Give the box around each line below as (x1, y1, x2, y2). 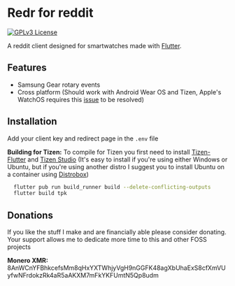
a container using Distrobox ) (7, 170, 90, 178)
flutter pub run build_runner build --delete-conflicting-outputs (13, 183, 211, 190)
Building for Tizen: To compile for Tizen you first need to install (7, 148, 190, 156)
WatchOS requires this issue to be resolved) (17, 95, 145, 103)
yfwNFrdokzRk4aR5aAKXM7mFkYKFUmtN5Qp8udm (7, 271, 159, 280)
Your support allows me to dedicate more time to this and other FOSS (7, 236, 208, 244)
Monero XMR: (7, 257, 49, 265)
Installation (7, 115, 57, 127)
